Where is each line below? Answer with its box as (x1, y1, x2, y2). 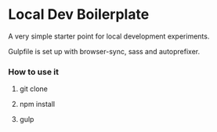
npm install (19, 100, 56, 109)
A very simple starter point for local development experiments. (8, 31, 210, 41)
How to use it (8, 66, 59, 77)
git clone (19, 84, 49, 93)
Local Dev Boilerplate (8, 5, 150, 24)
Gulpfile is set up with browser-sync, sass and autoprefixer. (8, 46, 201, 56)
